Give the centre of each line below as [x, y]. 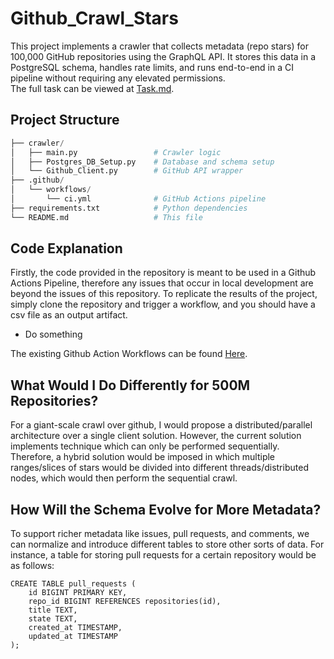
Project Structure [65, 120]
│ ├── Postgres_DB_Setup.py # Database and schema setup [142, 162]
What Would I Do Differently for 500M [130, 385]
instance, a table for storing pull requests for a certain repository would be [163, 555]
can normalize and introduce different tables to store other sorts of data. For [167, 544]
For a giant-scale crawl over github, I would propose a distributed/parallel [161, 425]
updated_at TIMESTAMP [73, 637]
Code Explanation [66, 248]
